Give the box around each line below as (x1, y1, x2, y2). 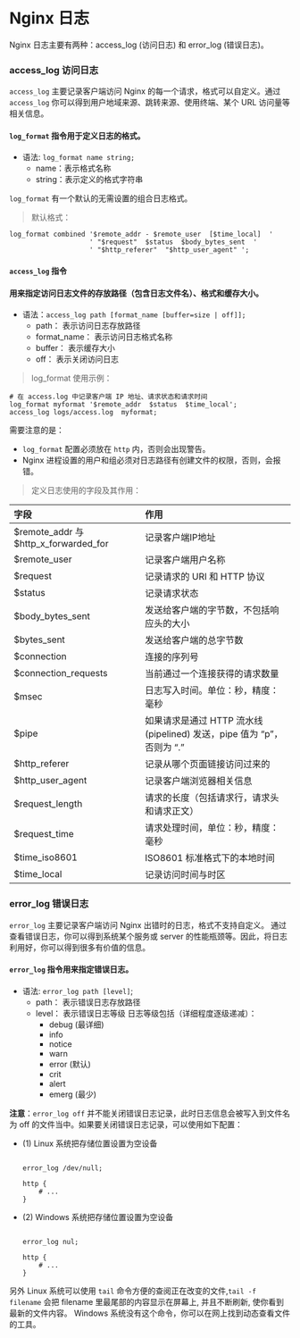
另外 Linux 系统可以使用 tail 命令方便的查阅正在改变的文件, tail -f (9, 1285, 257, 1296)
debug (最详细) (48, 1019, 104, 1030)
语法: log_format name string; (21, 152, 136, 163)
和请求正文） (144, 805, 199, 817)
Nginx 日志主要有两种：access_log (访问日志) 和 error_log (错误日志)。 (9, 39, 270, 50)
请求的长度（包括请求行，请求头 (144, 791, 279, 804)
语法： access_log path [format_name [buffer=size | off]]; (21, 309, 246, 320)
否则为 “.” (144, 741, 185, 754)
